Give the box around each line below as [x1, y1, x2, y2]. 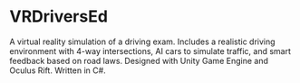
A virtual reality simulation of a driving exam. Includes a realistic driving [9, 36, 276, 47]
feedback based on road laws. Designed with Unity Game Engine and [9, 55, 269, 66]
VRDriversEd [9, 6, 109, 27]
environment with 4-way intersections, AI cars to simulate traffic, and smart [9, 45, 292, 56]
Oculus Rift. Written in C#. [9, 65, 106, 76]
